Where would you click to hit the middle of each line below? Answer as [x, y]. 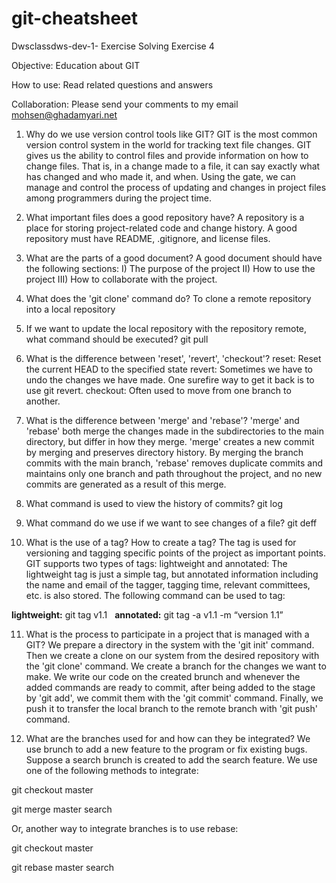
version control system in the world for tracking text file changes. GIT [168, 144]
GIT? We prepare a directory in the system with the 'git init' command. [170, 644]
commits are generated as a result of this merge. [126, 484]
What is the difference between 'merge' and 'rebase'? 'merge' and [162, 420]
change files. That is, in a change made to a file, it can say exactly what [173, 166]
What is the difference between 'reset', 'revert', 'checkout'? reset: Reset [173, 358]
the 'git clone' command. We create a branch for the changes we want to [176, 666]
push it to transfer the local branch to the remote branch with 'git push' [171, 708]
